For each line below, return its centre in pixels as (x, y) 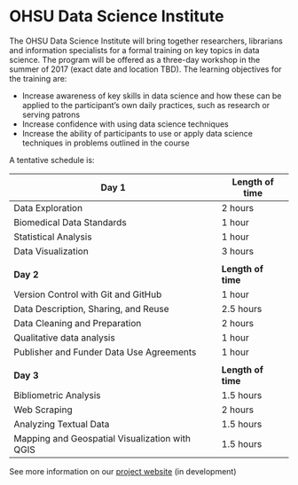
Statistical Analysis (53, 237)
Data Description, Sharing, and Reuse (91, 309)
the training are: (38, 78)
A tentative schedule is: (52, 160)
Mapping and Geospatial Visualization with (102, 438)
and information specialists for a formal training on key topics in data (134, 50)
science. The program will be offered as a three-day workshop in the (135, 59)
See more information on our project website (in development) (123, 471)
